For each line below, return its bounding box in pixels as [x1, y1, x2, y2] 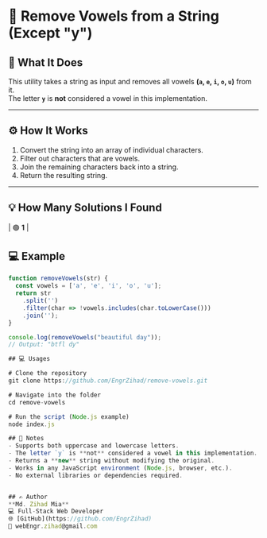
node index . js [8, 420, 56, 428]
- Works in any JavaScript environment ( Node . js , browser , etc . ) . [8, 464, 233, 472]
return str [15, 289, 52, 297]
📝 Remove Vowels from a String [8, 7, 220, 25]
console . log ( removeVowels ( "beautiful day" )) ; [8, 333, 161, 341]
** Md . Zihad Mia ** [8, 500, 69, 508]
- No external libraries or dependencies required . [8, 471, 183, 479]
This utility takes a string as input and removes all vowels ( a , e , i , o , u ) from [8, 77, 252, 86]
